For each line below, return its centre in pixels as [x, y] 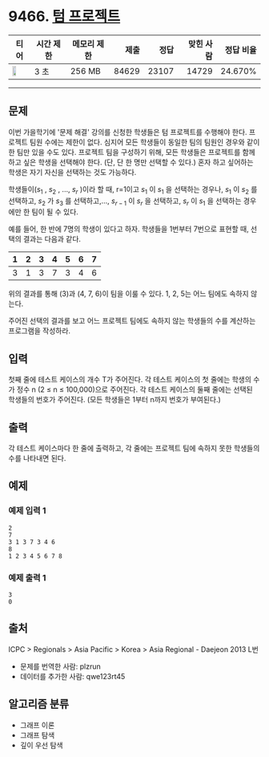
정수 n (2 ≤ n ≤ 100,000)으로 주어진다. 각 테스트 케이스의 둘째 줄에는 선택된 [135, 389]
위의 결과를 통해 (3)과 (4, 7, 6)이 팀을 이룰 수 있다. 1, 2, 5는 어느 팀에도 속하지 [129, 294]
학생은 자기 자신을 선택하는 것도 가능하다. [72, 172]
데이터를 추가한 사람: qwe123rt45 [72, 676]
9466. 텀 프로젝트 [64, 16]
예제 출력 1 [27, 577]
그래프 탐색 [37, 735]
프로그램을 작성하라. [39, 331]
